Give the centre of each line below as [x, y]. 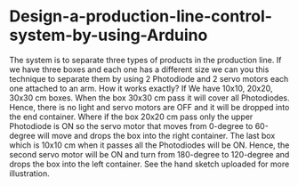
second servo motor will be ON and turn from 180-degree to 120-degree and [149, 154]
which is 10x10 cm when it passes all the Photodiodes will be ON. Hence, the [149, 145]
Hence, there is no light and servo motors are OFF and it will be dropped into [149, 107]
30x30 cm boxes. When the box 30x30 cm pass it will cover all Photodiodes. [150, 97]
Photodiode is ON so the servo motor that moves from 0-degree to [131, 125]
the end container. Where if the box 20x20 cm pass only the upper [131, 117]
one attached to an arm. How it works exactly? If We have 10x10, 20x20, [141, 88]
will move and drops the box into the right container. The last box [156, 135]
